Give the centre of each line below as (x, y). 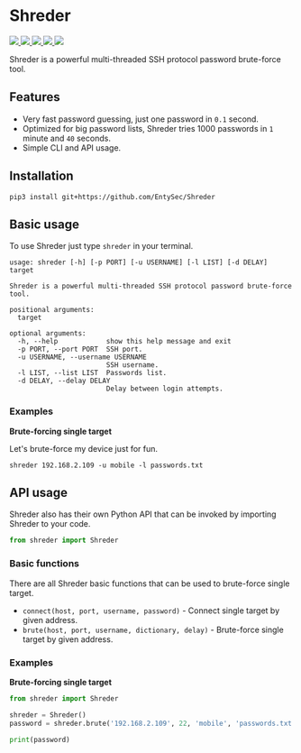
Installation (41, 176)
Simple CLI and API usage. (72, 147)
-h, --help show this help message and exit (124, 342)
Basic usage (44, 224)
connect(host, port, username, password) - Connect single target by (151, 611)
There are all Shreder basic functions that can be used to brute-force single (150, 583)
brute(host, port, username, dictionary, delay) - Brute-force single (153, 629)
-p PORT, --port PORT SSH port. (80, 349)
